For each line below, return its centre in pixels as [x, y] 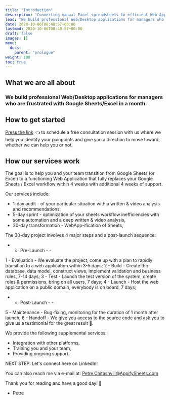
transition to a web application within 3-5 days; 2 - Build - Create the [77, 266]
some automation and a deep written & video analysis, [69, 220]
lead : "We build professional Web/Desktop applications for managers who [85, 19]
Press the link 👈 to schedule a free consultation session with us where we [83, 132]
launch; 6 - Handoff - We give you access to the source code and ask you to [85, 318]
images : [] [17, 39]
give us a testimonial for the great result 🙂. [49, 323]
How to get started [35, 120]
